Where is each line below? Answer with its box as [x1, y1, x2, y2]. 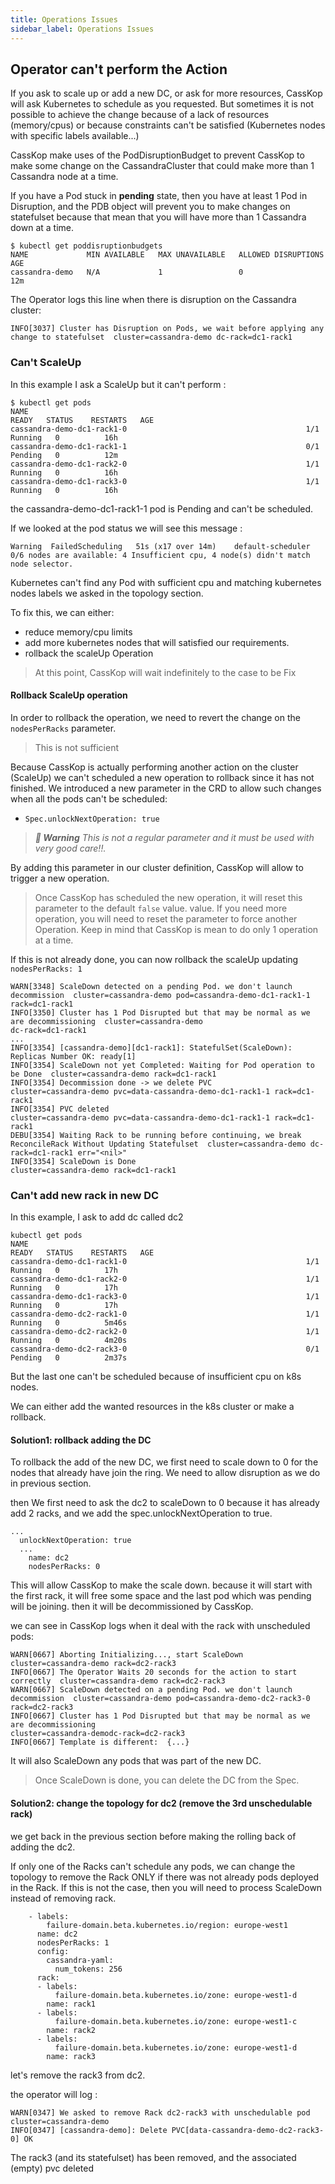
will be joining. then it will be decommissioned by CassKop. [10, 1601, 254, 1613]
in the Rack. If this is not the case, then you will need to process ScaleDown [10, 1881, 323, 1893]
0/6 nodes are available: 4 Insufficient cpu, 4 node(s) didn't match [10, 550, 311, 560]
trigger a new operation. [10, 872, 110, 884]
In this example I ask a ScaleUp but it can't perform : [10, 378, 227, 390]
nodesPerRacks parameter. [10, 722, 117, 734]
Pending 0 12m [10, 450, 118, 460]
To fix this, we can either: [10, 606, 115, 618]
